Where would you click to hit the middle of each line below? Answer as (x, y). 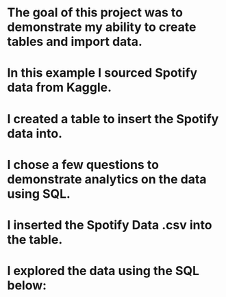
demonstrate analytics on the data (107, 179)
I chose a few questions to (83, 165)
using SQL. (39, 194)
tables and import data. (75, 42)
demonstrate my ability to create (102, 27)
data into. (35, 133)
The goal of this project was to (95, 13)
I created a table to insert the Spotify (113, 119)
